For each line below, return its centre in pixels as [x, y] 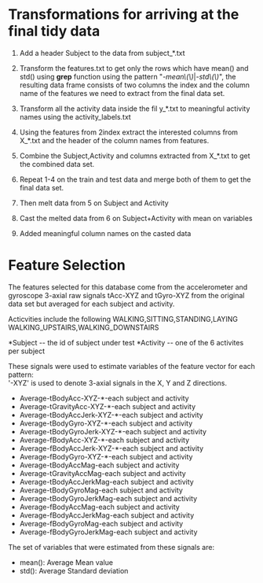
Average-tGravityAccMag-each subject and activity [102, 473]
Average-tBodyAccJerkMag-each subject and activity [106, 482]
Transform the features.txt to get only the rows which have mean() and [134, 68]
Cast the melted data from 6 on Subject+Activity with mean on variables [136, 218]
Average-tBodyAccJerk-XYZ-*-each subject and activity [111, 415]
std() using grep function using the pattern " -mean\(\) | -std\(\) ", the [128, 76]
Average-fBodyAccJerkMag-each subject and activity [107, 515]
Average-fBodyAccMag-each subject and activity [100, 507]
